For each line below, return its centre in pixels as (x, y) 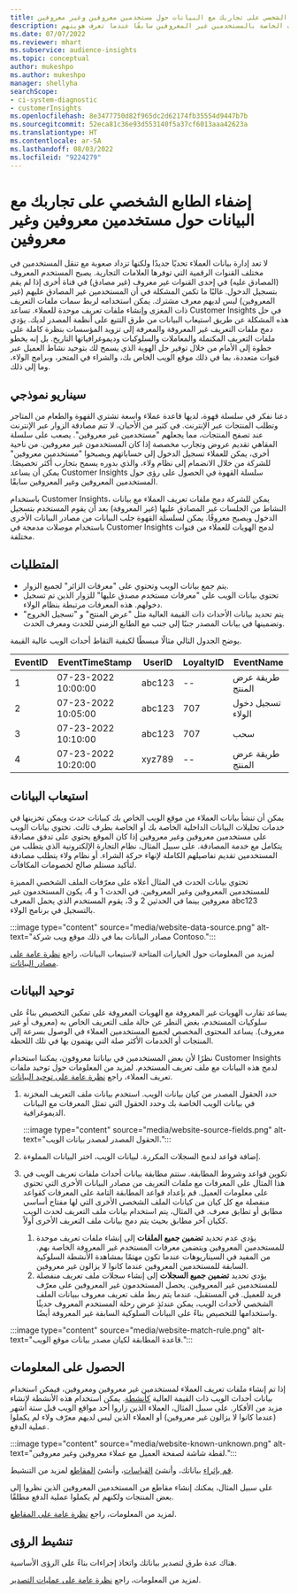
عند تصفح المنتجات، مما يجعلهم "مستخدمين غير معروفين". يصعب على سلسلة (137, 435)
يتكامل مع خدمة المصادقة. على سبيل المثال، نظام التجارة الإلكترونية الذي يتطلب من (146, 846)
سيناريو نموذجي (48, 395)
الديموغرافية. (44, 1112)
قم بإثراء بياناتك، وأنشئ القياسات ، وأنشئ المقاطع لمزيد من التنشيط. (122, 1470)
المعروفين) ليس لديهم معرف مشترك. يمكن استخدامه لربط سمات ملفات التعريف (143, 301)
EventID (31, 662)
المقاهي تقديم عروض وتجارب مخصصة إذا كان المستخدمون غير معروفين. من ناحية (144, 445)
